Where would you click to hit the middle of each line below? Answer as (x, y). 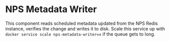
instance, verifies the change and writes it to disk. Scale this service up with (85, 28)
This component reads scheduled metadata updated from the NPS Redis (82, 23)
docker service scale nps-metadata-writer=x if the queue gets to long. (80, 34)
